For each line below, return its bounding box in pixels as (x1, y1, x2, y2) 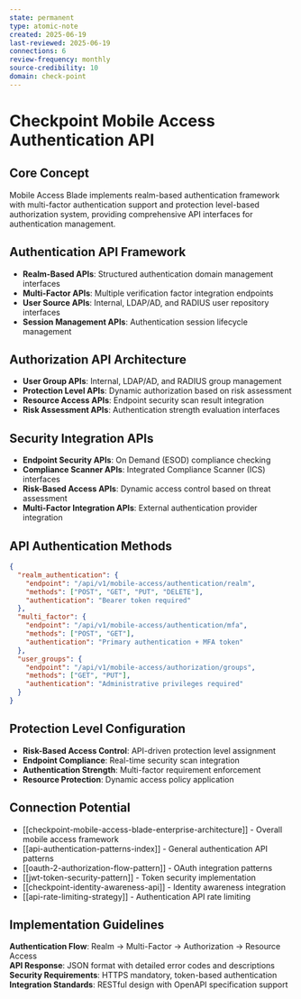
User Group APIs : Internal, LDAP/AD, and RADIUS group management (22, 376, 282, 387)
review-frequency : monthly (9, 55, 111, 64)
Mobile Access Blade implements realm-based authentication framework (9, 189, 280, 200)
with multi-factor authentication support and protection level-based (9, 199, 260, 210)
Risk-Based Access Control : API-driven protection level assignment (22, 745, 277, 756)
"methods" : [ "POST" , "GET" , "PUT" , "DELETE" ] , (25, 587, 204, 596)
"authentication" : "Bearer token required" (25, 596, 192, 605)
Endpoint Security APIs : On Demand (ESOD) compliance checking (22, 454, 271, 465)
